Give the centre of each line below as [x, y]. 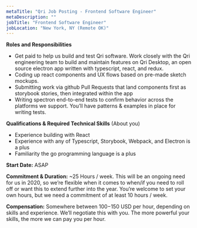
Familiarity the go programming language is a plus [75, 154]
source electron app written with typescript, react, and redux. [89, 69]
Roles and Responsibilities [39, 45]
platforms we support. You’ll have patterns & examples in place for [95, 106]
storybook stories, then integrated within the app [74, 93]
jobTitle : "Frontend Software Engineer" [56, 22]
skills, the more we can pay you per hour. [56, 219]
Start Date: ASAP [27, 165]
